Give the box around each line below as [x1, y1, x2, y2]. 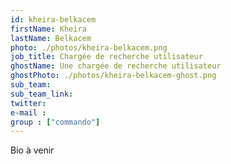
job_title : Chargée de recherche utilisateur [10, 52, 203, 62]
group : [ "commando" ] [10, 117, 101, 127]
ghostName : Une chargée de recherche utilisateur [10, 61, 222, 71]
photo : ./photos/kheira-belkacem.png [10, 42, 168, 53]
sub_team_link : [10, 89, 74, 99]
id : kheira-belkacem [10, 14, 97, 25]
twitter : [10, 98, 47, 108]
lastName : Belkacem [10, 33, 92, 43]
